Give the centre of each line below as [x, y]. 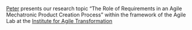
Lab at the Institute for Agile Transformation [59, 21]
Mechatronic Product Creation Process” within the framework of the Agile [96, 15]
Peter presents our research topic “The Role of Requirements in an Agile [94, 9]
